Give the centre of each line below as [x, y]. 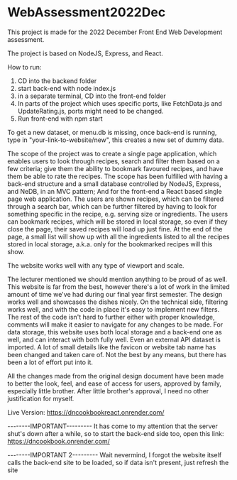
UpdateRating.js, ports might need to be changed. [90, 111]
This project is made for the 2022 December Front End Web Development [115, 32]
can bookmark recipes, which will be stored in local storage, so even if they [118, 222]
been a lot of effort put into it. [50, 362]
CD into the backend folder [57, 81]
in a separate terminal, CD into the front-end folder [92, 96]
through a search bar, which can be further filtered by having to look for [112, 206]
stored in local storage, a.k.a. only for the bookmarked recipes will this [110, 244]
